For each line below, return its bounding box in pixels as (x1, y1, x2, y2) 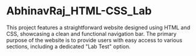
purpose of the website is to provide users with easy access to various (6, 36, 183, 43)
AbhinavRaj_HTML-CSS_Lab (6, 4, 152, 18)
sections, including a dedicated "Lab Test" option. (6, 43, 131, 50)
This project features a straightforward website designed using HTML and (6, 24, 191, 31)
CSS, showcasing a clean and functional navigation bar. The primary (6, 30, 177, 37)
